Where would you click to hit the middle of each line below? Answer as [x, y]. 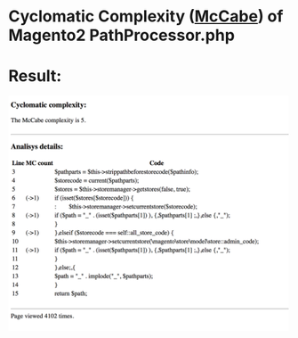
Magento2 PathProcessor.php [121, 35]
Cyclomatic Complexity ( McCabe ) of [146, 16]
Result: [35, 76]
